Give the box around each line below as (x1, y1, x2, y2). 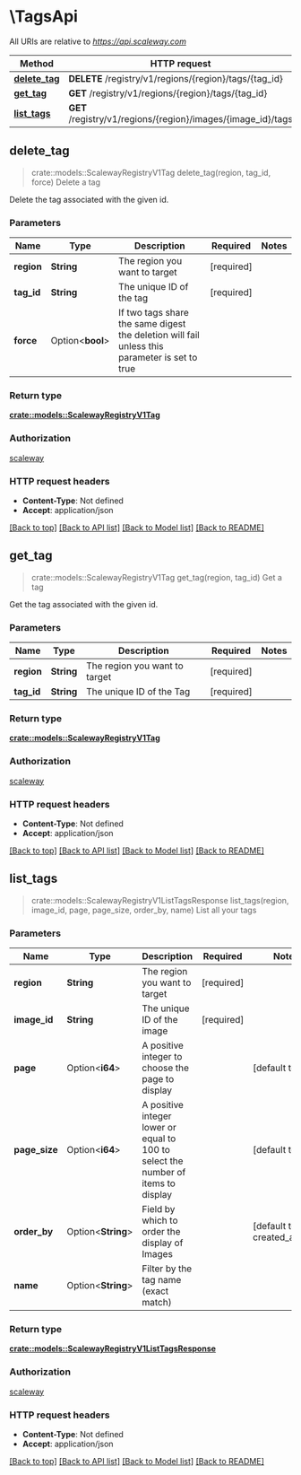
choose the (142, 1061, 190, 1074)
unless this (117, 340, 164, 353)
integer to (142, 1051, 183, 1063)
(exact (142, 1285, 169, 1297)
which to (142, 1214, 178, 1226)
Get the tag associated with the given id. (9, 598, 159, 609)
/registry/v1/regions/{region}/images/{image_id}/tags (68, 112, 293, 125)
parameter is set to (117, 352, 198, 364)
